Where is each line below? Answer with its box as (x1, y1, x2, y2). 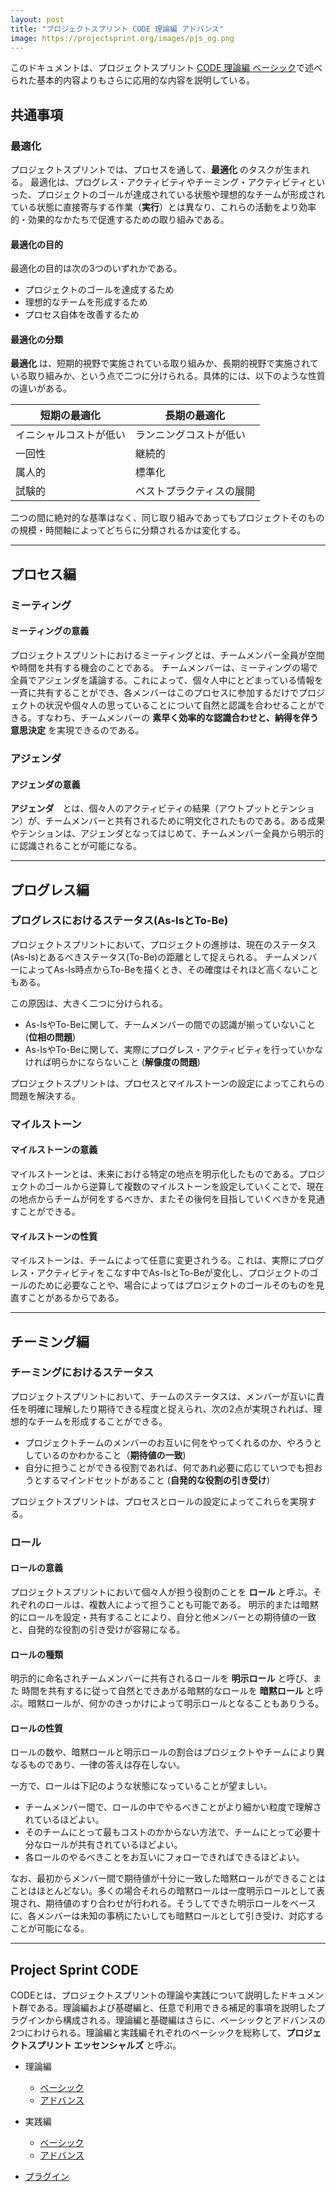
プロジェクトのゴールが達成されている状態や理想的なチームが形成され (36, 189, 326, 201)
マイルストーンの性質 (10, 1230, 98, 1242)
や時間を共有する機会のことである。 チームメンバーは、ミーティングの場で (10, 661, 319, 673)
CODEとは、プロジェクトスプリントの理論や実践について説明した (10, 1989, 281, 2001)
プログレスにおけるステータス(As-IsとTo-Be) (10, 914, 229, 928)
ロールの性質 (10, 1722, 63, 1734)
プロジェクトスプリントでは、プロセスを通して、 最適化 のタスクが (10, 164, 284, 176)
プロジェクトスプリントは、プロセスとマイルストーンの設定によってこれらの (10, 1077, 325, 1089)
